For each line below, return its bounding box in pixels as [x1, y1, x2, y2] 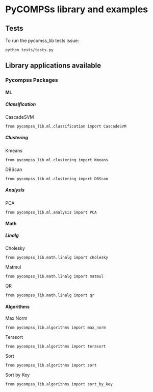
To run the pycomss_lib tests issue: [5, 37, 79, 43]
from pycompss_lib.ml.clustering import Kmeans [5, 157, 109, 162]
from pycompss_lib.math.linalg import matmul [5, 274, 104, 279]
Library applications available [5, 61, 101, 70]
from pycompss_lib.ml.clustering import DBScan [5, 176, 109, 181]
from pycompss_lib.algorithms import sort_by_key [5, 381, 113, 387]
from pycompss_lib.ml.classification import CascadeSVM [5, 124, 126, 129]
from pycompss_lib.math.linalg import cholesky [5, 255, 109, 260]
